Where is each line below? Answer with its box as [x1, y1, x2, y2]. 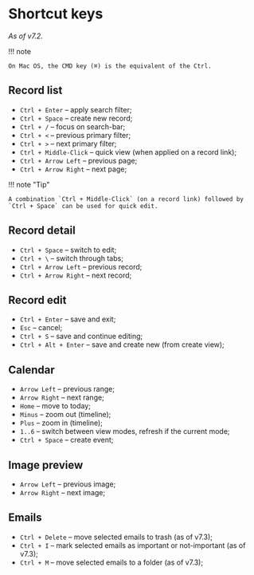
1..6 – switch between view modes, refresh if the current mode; [19, 427, 230, 436]
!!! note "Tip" [8, 179, 50, 189]
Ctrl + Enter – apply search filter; [19, 104, 132, 114]
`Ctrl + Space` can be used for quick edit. [8, 202, 158, 210]
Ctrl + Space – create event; [19, 435, 114, 445]
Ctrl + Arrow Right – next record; [19, 270, 132, 280]
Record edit [8, 293, 67, 307]
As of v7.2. [8, 31, 44, 41]
